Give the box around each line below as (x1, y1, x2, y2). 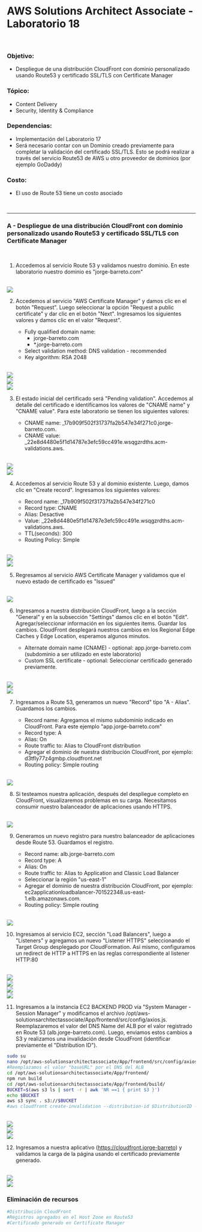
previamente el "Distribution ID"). (15, 1042, 98, 1049)
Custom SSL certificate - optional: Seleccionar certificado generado (24, 657, 192, 664)
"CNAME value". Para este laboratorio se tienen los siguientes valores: (15, 408, 189, 415)
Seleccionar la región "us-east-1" (24, 876, 107, 883)
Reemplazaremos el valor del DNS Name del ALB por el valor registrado (15, 1023, 192, 1030)
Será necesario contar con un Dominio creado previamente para (15, 142, 174, 149)
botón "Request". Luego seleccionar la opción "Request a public (15, 304, 174, 311)
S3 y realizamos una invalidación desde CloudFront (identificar (15, 1035, 171, 1042)
